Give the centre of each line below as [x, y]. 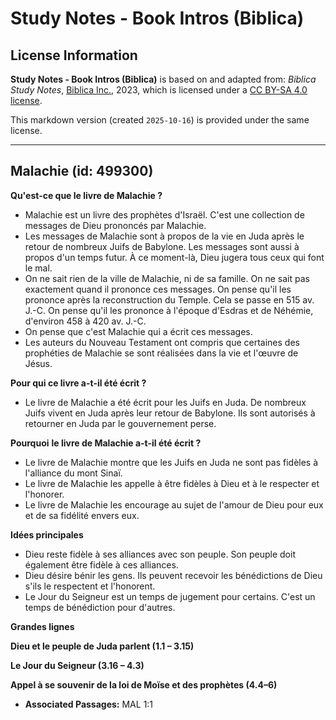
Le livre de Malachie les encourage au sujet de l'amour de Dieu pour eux [174, 504]
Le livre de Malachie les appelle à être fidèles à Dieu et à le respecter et [172, 483]
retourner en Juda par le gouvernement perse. [120, 423]
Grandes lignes [42, 626]
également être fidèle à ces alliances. [101, 564]
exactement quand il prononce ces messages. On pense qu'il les [158, 289]
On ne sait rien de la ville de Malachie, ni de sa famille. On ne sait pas [167, 278]
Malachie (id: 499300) [82, 171]
